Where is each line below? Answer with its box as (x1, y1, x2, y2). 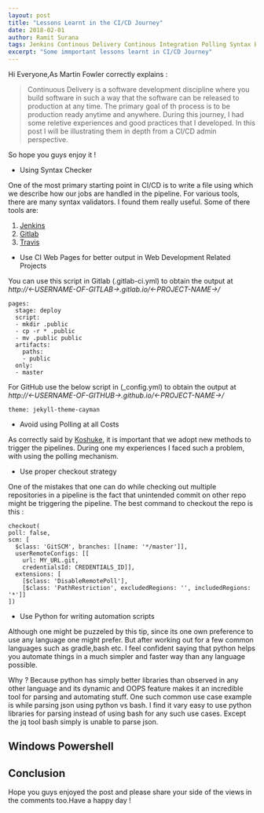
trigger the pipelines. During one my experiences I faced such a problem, (8, 443, 245, 452)
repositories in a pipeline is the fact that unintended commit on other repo (8, 490, 247, 500)
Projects (19, 261, 47, 270)
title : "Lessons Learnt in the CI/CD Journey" (8, 19, 163, 27)
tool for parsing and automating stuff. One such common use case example (8, 692, 252, 701)
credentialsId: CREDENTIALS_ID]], (22, 563, 135, 571)
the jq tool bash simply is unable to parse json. (8, 717, 159, 727)
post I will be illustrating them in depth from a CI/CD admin (27, 126, 218, 136)
